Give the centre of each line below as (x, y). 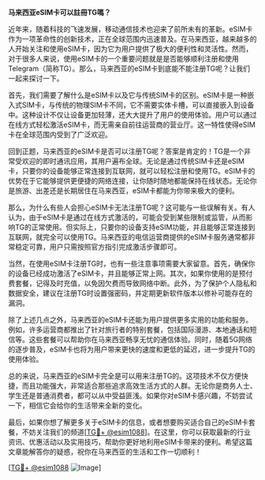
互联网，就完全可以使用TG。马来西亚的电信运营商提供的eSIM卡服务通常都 (128, 237)
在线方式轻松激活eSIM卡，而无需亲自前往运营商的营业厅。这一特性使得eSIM (132, 125)
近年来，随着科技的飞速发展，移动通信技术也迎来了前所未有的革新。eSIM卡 (131, 29)
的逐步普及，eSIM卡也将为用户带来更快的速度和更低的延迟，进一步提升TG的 (132, 349)
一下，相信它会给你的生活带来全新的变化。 (77, 406)
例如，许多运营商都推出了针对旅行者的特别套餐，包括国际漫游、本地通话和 (129, 329)
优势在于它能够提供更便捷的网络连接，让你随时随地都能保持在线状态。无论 (129, 181)
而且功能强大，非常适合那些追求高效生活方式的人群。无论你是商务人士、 (139, 386)
